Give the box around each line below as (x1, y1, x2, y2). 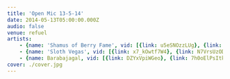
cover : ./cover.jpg (7, 61, 63, 68)
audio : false (7, 23, 44, 30)
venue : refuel (7, 29, 48, 36)
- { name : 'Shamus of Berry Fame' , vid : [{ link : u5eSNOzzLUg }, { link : (19, 42, 222, 49)
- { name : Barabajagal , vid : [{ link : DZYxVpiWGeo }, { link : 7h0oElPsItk (19, 55, 225, 62)
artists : (7, 36, 32, 43)
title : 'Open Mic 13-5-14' (7, 10, 84, 17)
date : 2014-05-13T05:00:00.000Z (7, 16, 99, 23)
